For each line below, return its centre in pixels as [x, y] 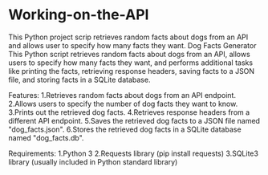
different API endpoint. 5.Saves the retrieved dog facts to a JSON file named [134, 120]
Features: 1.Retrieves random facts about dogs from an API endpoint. [122, 95]
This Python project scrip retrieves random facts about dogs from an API [128, 37]
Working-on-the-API [79, 15]
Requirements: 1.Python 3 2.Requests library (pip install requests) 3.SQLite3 [134, 153]
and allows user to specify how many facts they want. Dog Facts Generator [132, 45]
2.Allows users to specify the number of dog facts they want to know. [123, 104]
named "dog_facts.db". [46, 137]
